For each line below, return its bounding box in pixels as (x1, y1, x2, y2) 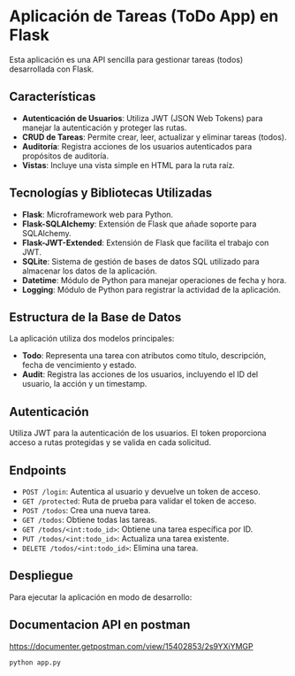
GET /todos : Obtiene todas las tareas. (21, 515, 157, 525)
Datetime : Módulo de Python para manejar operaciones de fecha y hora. (21, 274, 287, 285)
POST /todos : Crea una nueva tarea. (21, 505, 152, 515)
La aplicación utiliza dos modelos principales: (9, 334, 175, 344)
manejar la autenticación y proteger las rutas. (21, 122, 187, 133)
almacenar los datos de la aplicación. (21, 265, 157, 276)
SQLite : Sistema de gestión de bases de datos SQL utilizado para (21, 256, 260, 266)
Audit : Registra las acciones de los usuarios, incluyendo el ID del (21, 369, 259, 380)
